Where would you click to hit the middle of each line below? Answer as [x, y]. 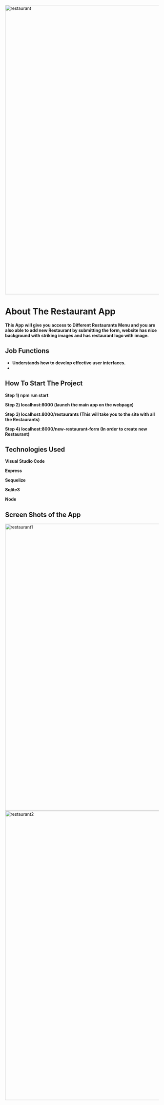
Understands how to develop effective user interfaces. [69, 363]
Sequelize [15, 480]
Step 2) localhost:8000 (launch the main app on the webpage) [70, 404]
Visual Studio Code [25, 461]
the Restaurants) [22, 419]
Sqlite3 [12, 490]
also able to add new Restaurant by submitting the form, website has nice [81, 330]
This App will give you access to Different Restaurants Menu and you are [80, 325]
